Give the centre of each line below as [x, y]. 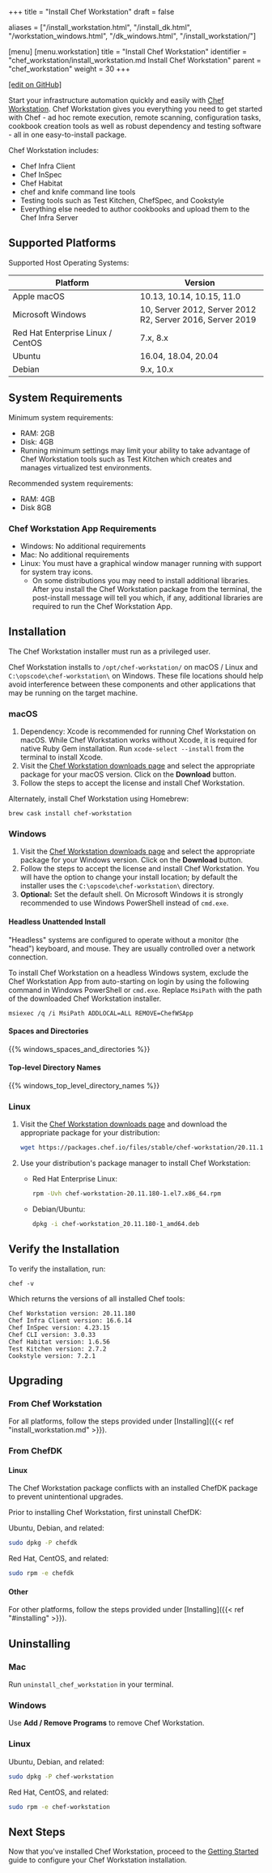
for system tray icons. [56, 572]
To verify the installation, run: [57, 1269]
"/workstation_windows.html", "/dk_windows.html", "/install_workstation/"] [132, 36]
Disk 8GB [36, 507]
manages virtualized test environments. [86, 467]
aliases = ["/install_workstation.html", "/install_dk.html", [100, 27]
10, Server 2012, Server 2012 [198, 309]
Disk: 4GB [37, 441]
